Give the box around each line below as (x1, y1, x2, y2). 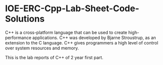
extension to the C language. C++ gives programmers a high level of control (5, 40, 158, 45)
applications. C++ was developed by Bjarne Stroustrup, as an (32, 35, 156, 41)
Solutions (5, 13, 45, 24)
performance (5, 35, 32, 41)
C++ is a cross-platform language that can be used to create (5, 29, 127, 35)
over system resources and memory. (5, 45, 79, 51)
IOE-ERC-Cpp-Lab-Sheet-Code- (5, 3, 140, 14)
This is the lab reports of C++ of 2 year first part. (5, 54, 104, 60)
